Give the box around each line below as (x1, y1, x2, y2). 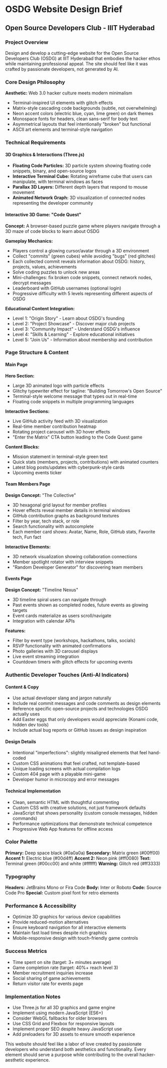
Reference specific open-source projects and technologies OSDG (12, 705, 148, 712)
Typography (5, 873, 36, 880)
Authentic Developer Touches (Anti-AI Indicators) (5, 671, 129, 678)
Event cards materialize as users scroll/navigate (12, 612, 111, 619)
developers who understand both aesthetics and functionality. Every (5, 1046, 146, 1052)
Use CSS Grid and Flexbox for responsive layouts (12, 1021, 114, 1027)
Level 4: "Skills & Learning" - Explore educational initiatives (12, 331, 135, 337)
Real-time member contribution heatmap (12, 423, 97, 429)
